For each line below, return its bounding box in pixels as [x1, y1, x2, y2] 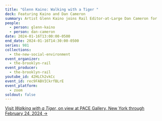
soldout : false [5, 92, 36, 97]
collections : [5, 47, 32, 52]
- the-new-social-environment [9, 52, 70, 57]
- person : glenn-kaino [9, 25, 55, 30]
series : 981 [5, 43, 29, 48]
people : [5, 20, 21, 26]
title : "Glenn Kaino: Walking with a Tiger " [5, 7, 98, 12]
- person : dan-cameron [9, 29, 55, 34]
